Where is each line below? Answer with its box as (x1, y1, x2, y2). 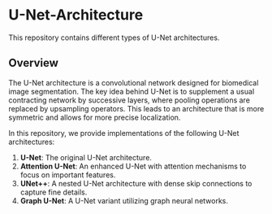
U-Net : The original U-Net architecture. (19, 152, 153, 162)
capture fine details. (19, 187, 88, 197)
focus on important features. (19, 169, 116, 180)
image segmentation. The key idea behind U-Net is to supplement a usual (8, 86, 255, 96)
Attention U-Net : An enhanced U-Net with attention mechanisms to (19, 161, 247, 171)
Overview (8, 56, 59, 70)
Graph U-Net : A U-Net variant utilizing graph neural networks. (19, 195, 229, 205)
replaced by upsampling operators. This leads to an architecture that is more (8, 103, 265, 113)
